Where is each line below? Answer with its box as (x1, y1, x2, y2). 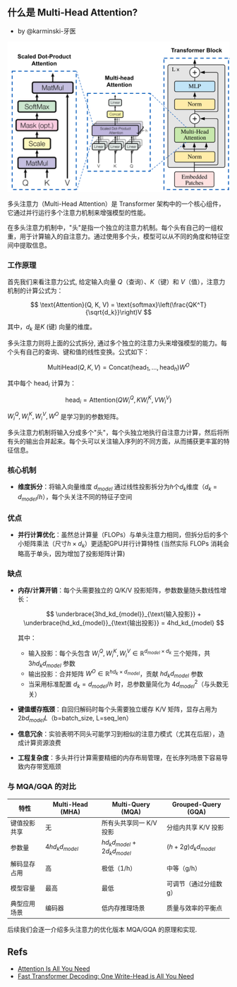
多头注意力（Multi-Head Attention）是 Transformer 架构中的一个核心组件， (7, 200, 225, 208)
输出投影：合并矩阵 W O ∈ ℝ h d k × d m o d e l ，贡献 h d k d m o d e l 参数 (28, 668, 203, 680)
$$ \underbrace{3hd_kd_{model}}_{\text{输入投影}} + (45, 610, 202, 618)
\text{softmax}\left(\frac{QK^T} (116, 300, 207, 309)
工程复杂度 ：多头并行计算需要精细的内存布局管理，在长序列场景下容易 (17, 754, 222, 762)
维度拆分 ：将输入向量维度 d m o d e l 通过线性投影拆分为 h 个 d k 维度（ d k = (17, 482, 217, 493)
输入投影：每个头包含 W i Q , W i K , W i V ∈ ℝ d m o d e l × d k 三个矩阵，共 (28, 648, 210, 659)
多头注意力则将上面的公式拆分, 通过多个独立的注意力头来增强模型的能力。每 (7, 338, 227, 347)
